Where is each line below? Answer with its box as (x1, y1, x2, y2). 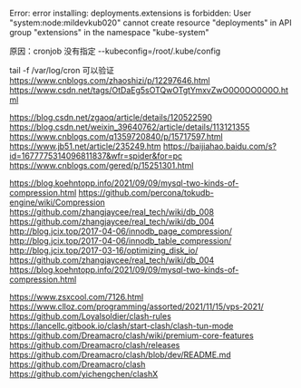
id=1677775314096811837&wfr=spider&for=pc (9, 150, 183, 161)
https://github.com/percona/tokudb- (78, 188, 215, 198)
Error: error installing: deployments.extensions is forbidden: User (9, 8, 252, 18)
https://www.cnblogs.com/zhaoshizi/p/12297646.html (9, 75, 210, 85)
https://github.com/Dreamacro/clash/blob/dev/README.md (9, 349, 231, 360)
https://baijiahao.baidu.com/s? (162, 141, 277, 151)
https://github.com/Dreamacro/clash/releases (9, 340, 180, 350)
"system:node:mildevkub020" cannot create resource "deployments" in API (9, 17, 292, 28)
